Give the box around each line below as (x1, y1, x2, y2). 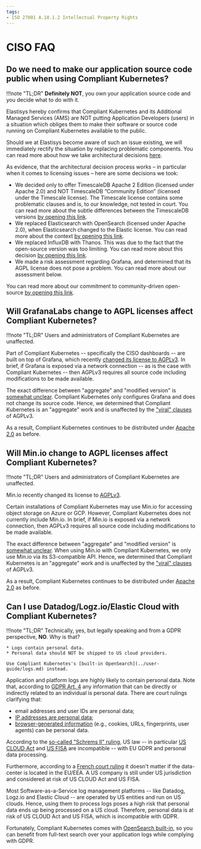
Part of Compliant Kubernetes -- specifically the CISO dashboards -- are (6, 350, 186, 357)
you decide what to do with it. (6, 96, 80, 103)
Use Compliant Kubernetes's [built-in (6, 661, 103, 667)
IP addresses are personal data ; (14, 714, 94, 721)
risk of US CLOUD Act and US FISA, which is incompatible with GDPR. (6, 812, 179, 819)
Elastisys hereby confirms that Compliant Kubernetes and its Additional (6, 108, 182, 115)
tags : (6, 8, 20, 15)
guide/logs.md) (6, 666, 44, 672)
